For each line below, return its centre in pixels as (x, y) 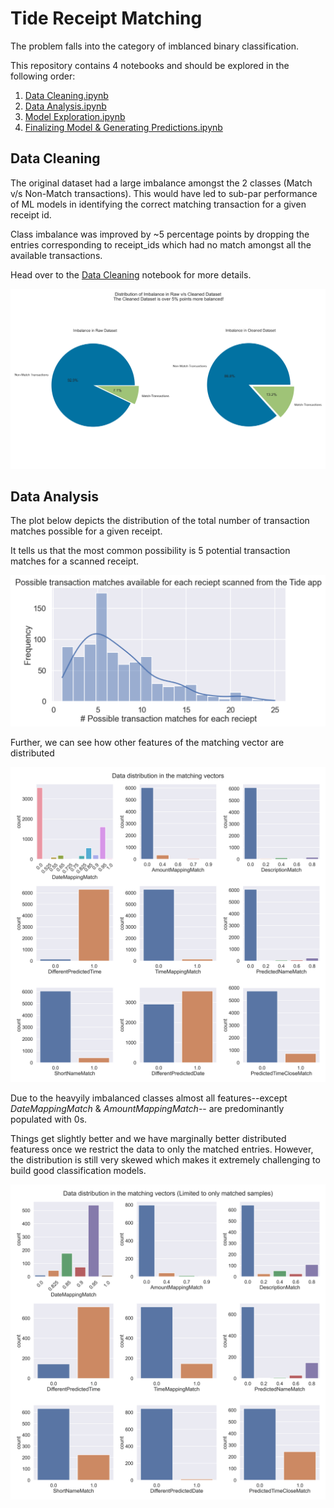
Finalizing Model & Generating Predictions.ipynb (123, 127)
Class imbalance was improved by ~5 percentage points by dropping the (160, 234)
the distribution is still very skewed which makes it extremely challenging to (165, 1160)
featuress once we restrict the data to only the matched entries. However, (162, 1149)
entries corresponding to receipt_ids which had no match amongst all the (161, 244)
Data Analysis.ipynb (65, 106)
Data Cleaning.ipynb (66, 95)
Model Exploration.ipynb (75, 116)
